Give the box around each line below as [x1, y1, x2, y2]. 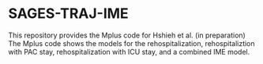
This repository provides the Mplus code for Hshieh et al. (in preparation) [8, 30, 246, 40]
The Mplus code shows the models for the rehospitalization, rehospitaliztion [8, 38, 255, 48]
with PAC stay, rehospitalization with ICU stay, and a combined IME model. [8, 47, 250, 56]
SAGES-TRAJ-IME [8, 5, 129, 23]
